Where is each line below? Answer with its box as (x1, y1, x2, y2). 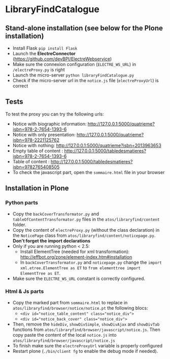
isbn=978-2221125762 (12, 137, 60, 143)
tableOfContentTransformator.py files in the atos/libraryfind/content (12, 216, 160, 222)
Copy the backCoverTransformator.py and (12, 210, 99, 217)
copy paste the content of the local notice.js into (12, 332, 117, 338)
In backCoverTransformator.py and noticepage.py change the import (20, 259, 162, 265)
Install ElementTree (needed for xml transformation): (20, 248, 130, 255)
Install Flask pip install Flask (12, 45, 78, 51)
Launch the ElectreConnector (12, 51, 76, 56)
